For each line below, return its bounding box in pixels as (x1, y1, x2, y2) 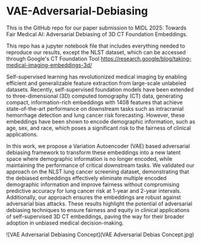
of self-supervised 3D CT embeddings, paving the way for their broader (6, 213, 185, 220)
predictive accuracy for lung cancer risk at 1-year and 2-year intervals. (6, 187, 182, 194)
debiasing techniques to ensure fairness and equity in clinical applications (6, 206, 190, 213)
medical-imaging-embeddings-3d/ (6, 61, 92, 69)
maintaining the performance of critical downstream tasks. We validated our (6, 161, 194, 169)
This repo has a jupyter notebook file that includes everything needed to (6, 42, 185, 49)
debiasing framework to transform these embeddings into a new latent (6, 149, 181, 156)
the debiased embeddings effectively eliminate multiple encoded (6, 174, 167, 181)
